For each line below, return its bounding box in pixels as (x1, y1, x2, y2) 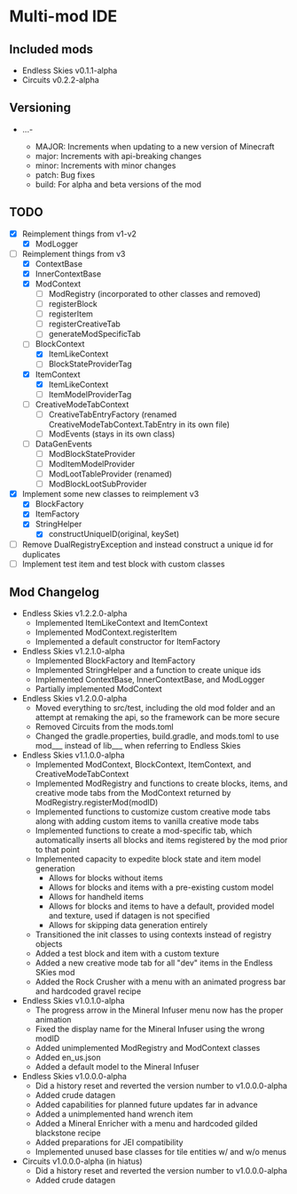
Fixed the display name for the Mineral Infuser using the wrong (35, 1024, 265, 1035)
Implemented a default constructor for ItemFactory (35, 637, 221, 647)
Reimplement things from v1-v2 (21, 228, 137, 239)
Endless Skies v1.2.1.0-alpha (21, 646, 126, 657)
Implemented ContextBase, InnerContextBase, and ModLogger (35, 674, 265, 685)
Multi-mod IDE (9, 6, 118, 27)
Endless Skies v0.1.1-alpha (21, 65, 118, 76)
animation (35, 1014, 72, 1025)
